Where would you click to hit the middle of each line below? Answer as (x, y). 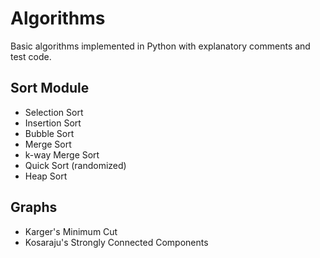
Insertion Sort (53, 123)
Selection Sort (54, 112)
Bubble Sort (49, 133)
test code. (31, 56)
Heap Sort (46, 176)
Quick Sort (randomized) (75, 165)
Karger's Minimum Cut (71, 231)
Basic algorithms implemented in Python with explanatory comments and (160, 46)
